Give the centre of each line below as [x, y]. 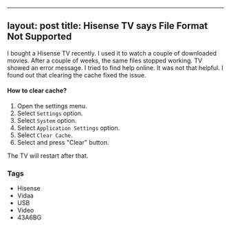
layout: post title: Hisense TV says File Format [108, 26]
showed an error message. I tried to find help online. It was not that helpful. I [115, 68]
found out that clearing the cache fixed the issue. [77, 75]
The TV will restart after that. [48, 156]
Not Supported [40, 37]
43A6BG [29, 217]
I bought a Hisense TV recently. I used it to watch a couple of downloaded [112, 53]
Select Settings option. [50, 113]
